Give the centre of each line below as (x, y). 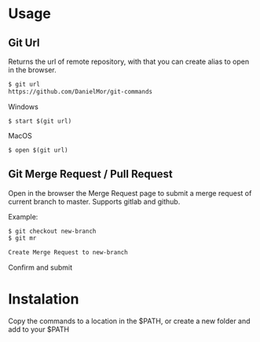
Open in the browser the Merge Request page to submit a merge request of (130, 193)
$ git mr (22, 238)
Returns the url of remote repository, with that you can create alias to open (129, 61)
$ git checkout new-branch (52, 231)
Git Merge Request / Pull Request (90, 174)
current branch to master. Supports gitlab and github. (94, 201)
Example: (23, 216)
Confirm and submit (40, 267)
